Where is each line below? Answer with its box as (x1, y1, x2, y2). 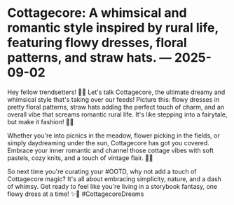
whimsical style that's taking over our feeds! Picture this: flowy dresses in (7, 95, 219, 103)
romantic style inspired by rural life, (7, 20, 219, 36)
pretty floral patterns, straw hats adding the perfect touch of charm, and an (7, 102, 225, 111)
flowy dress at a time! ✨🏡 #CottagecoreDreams (7, 190, 144, 198)
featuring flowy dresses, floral (7, 35, 187, 51)
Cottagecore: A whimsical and (7, 5, 187, 21)
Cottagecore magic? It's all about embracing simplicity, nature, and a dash (7, 174, 222, 183)
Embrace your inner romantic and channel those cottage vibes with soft (7, 146, 214, 154)
